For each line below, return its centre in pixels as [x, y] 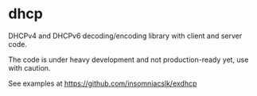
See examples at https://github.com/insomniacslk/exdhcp [103, 83]
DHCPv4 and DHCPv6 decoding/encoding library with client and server [125, 36]
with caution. [29, 67]
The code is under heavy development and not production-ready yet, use [128, 60]
